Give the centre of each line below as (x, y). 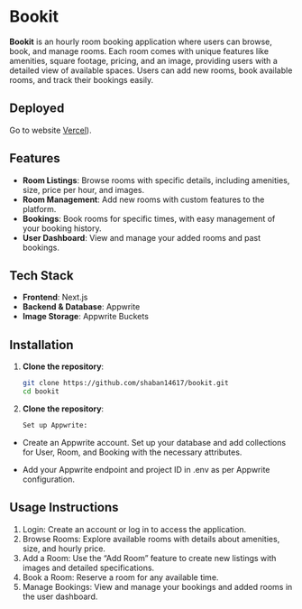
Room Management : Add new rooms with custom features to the (143, 199)
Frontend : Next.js (55, 297)
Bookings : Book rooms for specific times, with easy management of (149, 218)
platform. (39, 208)
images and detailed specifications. (88, 567)
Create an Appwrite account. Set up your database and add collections (154, 442)
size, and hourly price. (64, 549)
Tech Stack (41, 276)
